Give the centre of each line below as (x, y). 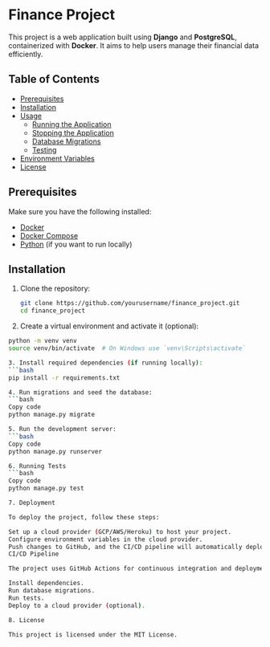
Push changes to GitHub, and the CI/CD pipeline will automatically (125, 547)
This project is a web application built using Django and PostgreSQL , (123, 37)
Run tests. (27, 598)
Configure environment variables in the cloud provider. (106, 539)
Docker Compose (49, 235)
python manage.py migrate (51, 415)
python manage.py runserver (55, 451)
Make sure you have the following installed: (80, 211)
